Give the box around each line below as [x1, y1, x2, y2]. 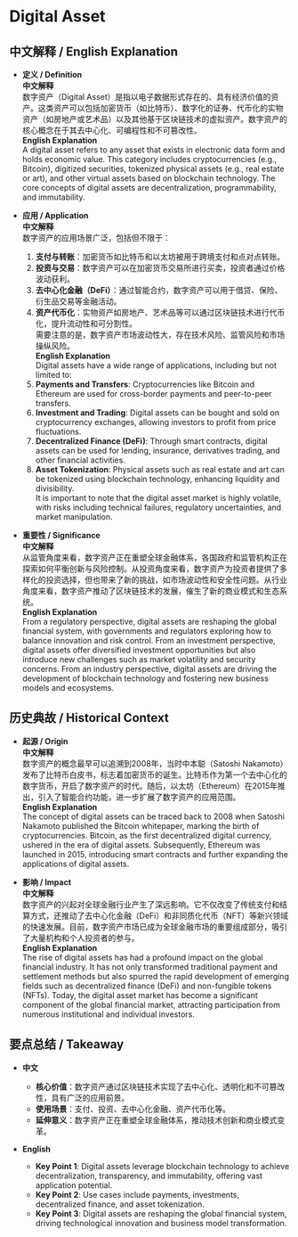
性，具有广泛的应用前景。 [35, 1092, 130, 1102]
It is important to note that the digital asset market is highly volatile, [35, 493, 282, 503]
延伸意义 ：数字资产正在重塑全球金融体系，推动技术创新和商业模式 [35, 1114, 278, 1125]
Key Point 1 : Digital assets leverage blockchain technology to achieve [35, 1160, 290, 1171]
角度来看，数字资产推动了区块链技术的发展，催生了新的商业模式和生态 [21, 586, 280, 596]
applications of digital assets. [21, 858, 130, 869]
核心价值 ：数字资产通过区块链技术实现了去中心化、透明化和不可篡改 [35, 1081, 286, 1092]
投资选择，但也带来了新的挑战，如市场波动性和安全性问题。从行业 [45, 575, 287, 585]
